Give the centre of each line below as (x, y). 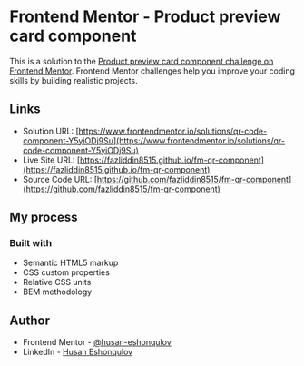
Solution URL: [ (50, 131)
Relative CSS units (57, 282)
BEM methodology (57, 292)
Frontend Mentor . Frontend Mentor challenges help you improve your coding (152, 71)
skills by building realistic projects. (74, 80)
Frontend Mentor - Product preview (145, 17)
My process (44, 218)
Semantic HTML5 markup (70, 263)
